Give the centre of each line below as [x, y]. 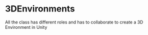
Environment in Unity [26, 27]
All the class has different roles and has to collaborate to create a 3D [74, 22]
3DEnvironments [40, 9]
